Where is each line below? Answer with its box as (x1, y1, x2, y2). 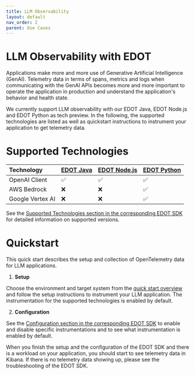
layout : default (6, 14, 46, 20)
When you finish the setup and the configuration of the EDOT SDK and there (6, 343, 190, 351)
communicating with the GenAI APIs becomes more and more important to (6, 82, 185, 89)
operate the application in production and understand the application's (6, 88, 176, 95)
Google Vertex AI (9, 195, 55, 203)
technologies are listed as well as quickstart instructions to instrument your (6, 118, 187, 125)
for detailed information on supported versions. (6, 216, 120, 223)
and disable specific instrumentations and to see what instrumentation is (6, 326, 181, 333)
